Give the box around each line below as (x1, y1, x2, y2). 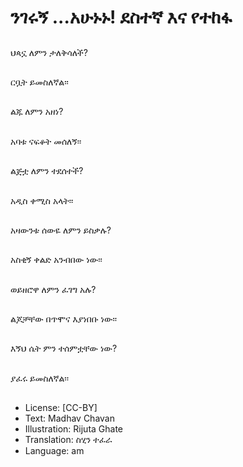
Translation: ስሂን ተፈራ (24, 434, 113, 446)
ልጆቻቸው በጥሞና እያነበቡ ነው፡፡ (10, 313, 118, 325)
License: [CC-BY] (24, 402, 98, 414)
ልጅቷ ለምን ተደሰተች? (10, 165, 84, 177)
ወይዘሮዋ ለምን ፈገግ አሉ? (10, 283, 97, 295)
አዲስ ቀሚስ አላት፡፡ (10, 194, 74, 206)
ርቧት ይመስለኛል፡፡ (10, 76, 69, 88)
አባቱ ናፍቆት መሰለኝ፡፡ (10, 135, 82, 147)
